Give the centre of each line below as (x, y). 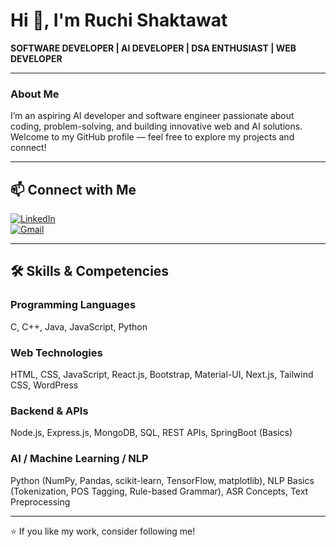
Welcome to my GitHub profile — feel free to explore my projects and (152, 137)
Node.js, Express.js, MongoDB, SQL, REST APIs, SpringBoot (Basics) (151, 433)
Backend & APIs (49, 411)
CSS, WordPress (44, 385)
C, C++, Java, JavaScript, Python (79, 326)
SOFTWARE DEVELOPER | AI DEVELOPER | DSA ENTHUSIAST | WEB (153, 48)
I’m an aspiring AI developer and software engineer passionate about (152, 116)
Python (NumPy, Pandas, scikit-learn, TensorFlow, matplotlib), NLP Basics (162, 480)
